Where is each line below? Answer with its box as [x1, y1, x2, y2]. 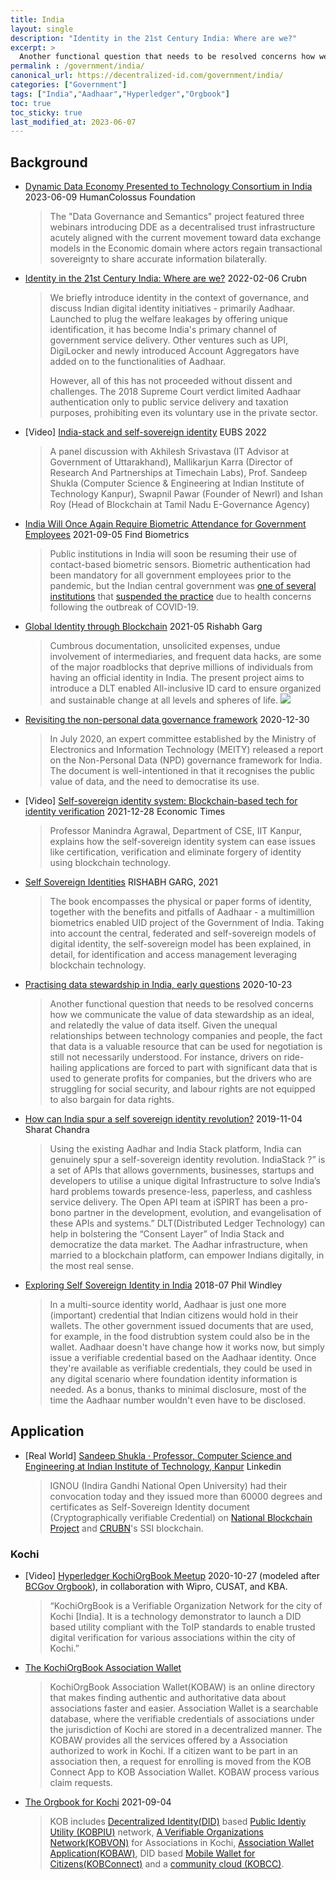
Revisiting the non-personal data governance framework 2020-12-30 [24, 714, 310, 726]
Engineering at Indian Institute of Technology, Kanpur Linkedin [24, 1460, 282, 1472]
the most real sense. [49, 1260, 135, 1272]
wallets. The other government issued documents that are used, [49, 1320, 314, 1332]
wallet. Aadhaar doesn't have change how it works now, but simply [49, 1341, 325, 1353]
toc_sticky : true [10, 107, 83, 118]
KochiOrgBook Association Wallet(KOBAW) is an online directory [49, 1681, 316, 1693]
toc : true [10, 98, 52, 108]
